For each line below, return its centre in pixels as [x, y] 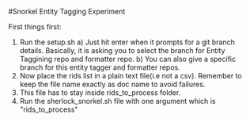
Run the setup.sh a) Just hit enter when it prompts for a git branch [127, 42]
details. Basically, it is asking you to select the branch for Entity [122, 50]
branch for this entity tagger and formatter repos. [100, 67]
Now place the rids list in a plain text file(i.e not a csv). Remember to [131, 76]
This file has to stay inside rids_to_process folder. [100, 93]
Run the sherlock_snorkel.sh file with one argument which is [117, 101]
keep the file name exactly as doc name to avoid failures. [112, 84]
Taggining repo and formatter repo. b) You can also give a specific [127, 59]
